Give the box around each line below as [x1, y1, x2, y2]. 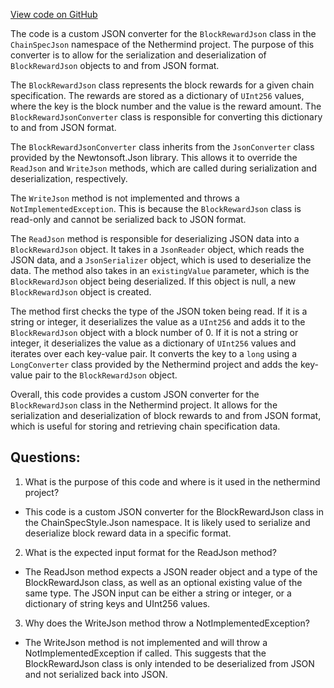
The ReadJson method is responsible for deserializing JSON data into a [10, 233, 300, 244]
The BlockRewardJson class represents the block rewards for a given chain [10, 79, 315, 91]
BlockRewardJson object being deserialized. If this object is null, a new [10, 275, 297, 287]
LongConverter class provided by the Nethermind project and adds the [10, 359, 299, 370]
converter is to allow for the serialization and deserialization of [10, 49, 267, 61]
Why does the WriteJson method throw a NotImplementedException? [24, 617, 310, 629]
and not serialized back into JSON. [24, 668, 168, 680]
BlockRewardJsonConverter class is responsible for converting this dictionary [10, 111, 323, 123]
